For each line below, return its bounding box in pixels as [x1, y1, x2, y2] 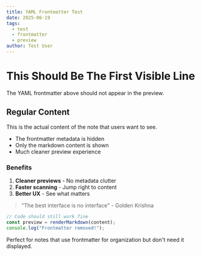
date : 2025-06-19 [6, 15, 51, 21]
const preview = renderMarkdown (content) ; [6, 219, 116, 226]
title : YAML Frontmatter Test [6, 9, 83, 15]
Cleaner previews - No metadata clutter [15, 177, 117, 184]
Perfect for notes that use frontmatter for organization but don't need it [6, 236, 185, 243]
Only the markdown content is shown [15, 141, 109, 149]
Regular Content [6, 107, 70, 118]
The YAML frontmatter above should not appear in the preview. [6, 89, 164, 96]
